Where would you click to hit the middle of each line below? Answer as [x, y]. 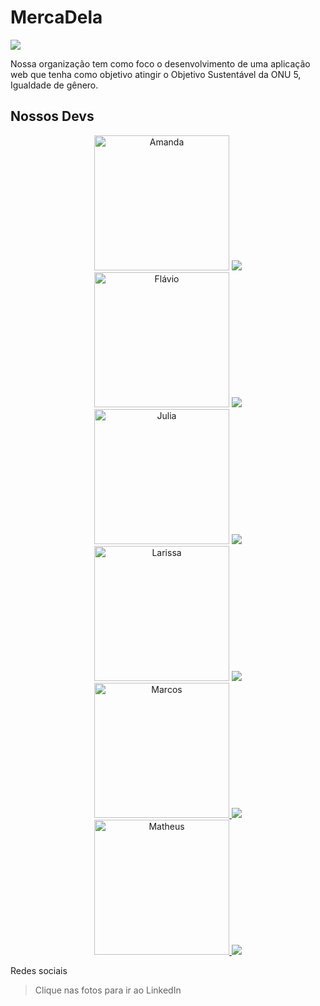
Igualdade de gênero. [54, 85]
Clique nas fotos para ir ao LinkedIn [108, 990]
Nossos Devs [52, 116]
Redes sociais [39, 970]
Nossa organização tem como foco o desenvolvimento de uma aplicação [160, 63]
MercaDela [56, 17]
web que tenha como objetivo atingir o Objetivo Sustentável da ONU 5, [156, 74]
